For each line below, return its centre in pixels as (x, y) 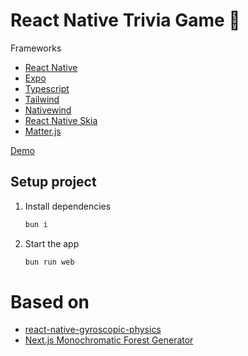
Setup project (53, 182)
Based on (50, 301)
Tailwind (42, 99)
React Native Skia (61, 120)
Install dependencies (68, 206)
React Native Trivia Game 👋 (125, 20)
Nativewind (48, 110)
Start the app (52, 243)
